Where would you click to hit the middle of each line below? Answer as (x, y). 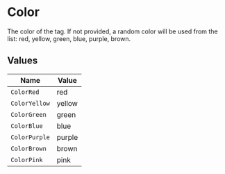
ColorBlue (27, 126)
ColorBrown (28, 148)
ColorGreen (28, 114)
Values (23, 61)
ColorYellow (31, 103)
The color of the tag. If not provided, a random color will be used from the (112, 31)
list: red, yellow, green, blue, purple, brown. (69, 38)
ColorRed (25, 92)
